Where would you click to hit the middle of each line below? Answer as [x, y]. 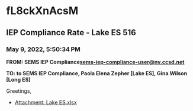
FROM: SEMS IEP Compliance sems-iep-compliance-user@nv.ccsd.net [95, 62]
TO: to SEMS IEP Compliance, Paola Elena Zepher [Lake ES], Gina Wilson [97, 73]
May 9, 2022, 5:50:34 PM [44, 49]
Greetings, [19, 91]
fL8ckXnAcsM [42, 11]
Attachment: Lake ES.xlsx [46, 102]
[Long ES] [18, 79]
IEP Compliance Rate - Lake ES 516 [71, 33]
